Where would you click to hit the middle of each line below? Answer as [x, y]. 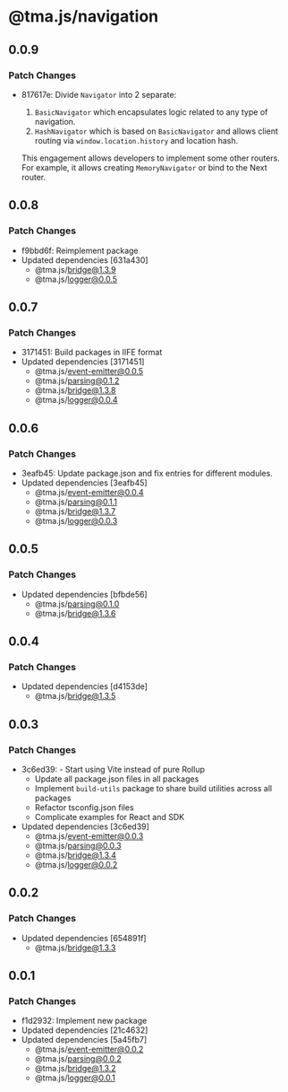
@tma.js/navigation [83, 17]
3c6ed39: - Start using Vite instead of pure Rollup [113, 769]
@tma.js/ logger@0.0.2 [76, 865]
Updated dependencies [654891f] [84, 938]
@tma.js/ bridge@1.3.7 [75, 511]
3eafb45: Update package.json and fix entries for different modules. [147, 473]
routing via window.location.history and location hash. [136, 140]
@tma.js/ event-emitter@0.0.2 [89, 1049]
